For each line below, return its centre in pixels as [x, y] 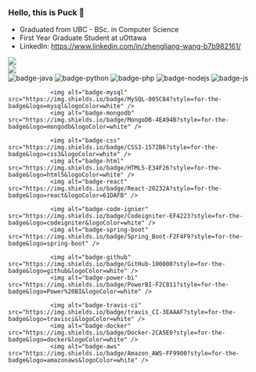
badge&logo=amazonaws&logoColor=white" [73, 360]
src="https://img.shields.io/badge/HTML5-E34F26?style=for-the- [115, 168]
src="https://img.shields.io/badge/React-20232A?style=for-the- [115, 189]
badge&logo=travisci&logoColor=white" [71, 319]
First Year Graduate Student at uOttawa [83, 38]
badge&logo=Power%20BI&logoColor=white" [75, 292]
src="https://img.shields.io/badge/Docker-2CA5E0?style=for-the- [117, 333]
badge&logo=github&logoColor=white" [68, 271]
